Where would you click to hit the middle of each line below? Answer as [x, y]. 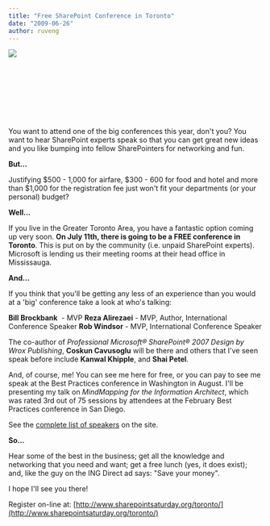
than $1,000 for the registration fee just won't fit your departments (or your [132, 188]
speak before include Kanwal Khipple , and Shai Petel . [99, 359]
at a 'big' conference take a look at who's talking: [90, 303]
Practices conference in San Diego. [67, 409]
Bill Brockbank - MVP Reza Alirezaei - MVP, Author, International [118, 318]
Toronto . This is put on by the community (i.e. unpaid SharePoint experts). [132, 245]
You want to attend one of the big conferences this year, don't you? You [128, 131]
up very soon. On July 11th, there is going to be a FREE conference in [125, 237]
